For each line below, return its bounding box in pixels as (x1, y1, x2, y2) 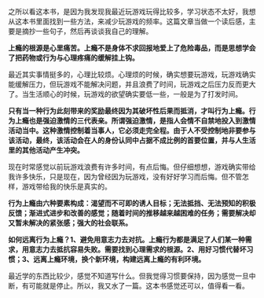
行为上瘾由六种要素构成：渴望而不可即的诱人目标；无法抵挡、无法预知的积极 (8, 199, 256, 208)
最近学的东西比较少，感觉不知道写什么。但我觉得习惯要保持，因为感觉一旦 (8, 271, 249, 281)
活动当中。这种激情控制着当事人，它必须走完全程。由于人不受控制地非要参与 (8, 126, 256, 135)
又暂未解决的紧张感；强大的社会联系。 (8, 219, 132, 227)
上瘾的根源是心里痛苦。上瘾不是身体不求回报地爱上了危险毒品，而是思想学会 (8, 43, 256, 53)
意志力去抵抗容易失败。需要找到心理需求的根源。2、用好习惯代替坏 (28, 245, 247, 254)
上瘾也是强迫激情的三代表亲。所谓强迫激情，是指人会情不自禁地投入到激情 (14, 116, 256, 125)
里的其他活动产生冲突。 (8, 145, 84, 155)
